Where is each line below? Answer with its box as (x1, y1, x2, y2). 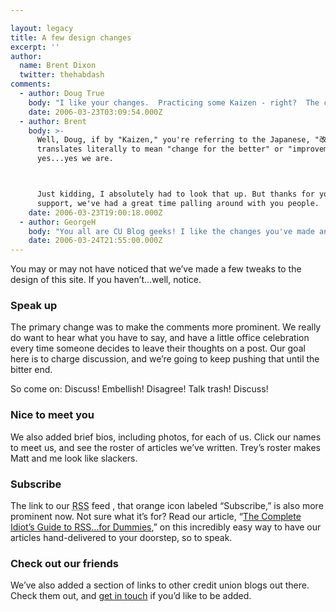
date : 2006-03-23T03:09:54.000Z (28, 107, 163, 117)
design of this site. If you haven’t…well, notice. (10, 274, 202, 286)
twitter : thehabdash (19, 70, 105, 80)
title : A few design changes (10, 32, 132, 43)
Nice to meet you (10, 408, 95, 422)
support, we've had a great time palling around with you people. (36, 198, 320, 208)
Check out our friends (10, 556, 119, 570)
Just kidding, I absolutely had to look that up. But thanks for (36, 189, 315, 199)
